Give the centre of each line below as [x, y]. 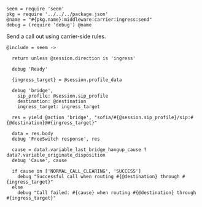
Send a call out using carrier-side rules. [56, 36]
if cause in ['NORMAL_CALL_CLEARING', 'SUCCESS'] [76, 171]
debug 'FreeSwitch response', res [56, 139]
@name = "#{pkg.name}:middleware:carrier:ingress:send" [79, 20]
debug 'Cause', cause [40, 160]
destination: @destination [52, 101]
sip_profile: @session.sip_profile [63, 96]
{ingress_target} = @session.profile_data [67, 80]
